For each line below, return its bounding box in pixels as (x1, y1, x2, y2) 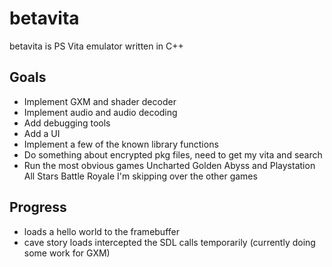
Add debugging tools (23, 117, 111, 129)
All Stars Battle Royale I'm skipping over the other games (23, 170, 258, 182)
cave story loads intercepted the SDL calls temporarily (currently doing (23, 236, 316, 248)
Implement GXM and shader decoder (23, 95, 177, 107)
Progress (9, 199, 67, 216)
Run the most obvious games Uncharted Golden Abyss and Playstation (23, 159, 316, 171)
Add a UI (23, 127, 61, 139)
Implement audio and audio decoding (23, 106, 178, 118)
